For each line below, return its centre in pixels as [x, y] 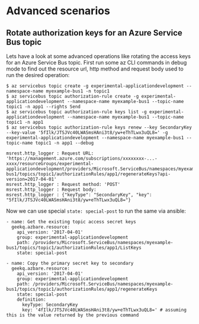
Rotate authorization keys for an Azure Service [94, 33]
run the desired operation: [38, 75]
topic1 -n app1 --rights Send [44, 107]
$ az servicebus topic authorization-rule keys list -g [76, 112]
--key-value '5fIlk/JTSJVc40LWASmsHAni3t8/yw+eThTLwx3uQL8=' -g [87, 133]
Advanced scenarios [58, 11]
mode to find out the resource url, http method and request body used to [95, 69]
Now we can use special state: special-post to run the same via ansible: [96, 211]
